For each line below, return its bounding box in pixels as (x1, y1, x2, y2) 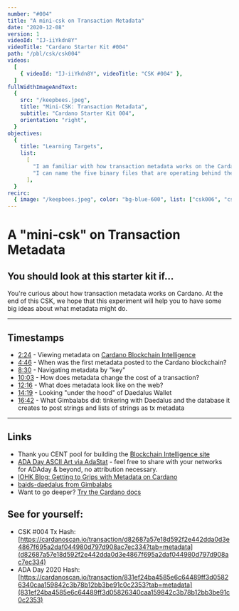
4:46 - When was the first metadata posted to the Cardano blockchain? (17, 358, 227, 366)
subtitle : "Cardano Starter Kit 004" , (20, 110, 135, 117)
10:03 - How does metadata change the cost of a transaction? (17, 373, 200, 381)
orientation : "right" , (20, 116, 87, 123)
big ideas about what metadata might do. (7, 304, 128, 313)
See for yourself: (7, 508, 84, 520)
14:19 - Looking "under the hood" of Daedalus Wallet (17, 388, 172, 396)
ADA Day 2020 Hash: (17, 565, 80, 574)
